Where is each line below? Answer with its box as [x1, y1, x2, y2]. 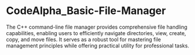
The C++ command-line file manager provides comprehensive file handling [6, 23, 187, 30]
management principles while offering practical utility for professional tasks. [6, 42, 189, 49]
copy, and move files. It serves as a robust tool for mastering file [6, 36, 161, 43]
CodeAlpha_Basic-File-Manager [6, 4, 166, 18]
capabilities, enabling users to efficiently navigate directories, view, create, [6, 29, 186, 36]
